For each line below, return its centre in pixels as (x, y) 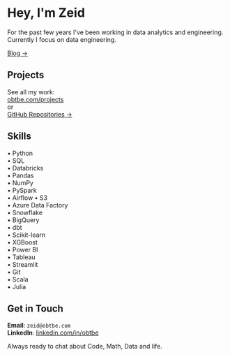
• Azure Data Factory (38, 205)
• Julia (17, 286)
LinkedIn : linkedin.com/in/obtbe (53, 333)
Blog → (17, 53)
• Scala (18, 279)
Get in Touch (36, 308)
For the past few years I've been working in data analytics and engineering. (115, 32)
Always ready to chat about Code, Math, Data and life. (85, 347)
